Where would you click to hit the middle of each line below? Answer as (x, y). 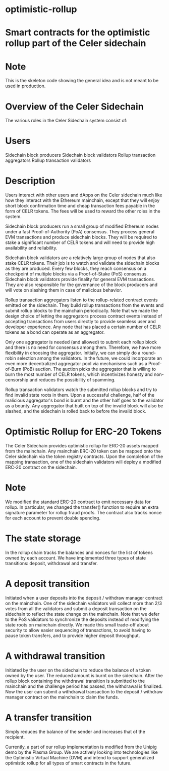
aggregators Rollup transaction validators (48, 160)
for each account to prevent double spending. (53, 518)
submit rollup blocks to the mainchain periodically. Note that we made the (81, 311)
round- (149, 353)
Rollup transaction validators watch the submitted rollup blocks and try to (81, 390)
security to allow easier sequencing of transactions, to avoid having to (78, 630)
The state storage (43, 538)
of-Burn (13, 369)
